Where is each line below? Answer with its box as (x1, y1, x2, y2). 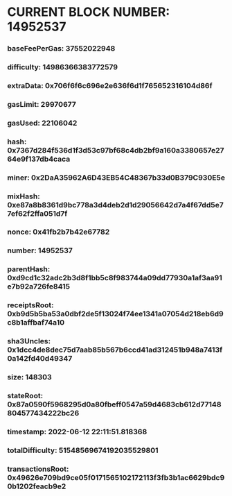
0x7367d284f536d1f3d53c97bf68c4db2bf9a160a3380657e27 (7, 145, 224, 155)
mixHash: (7, 191, 40, 201)
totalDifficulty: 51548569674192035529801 (7, 445, 159, 455)
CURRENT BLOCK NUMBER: (7, 4, 170, 20)
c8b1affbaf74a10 (7, 318, 64, 327)
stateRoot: (7, 391, 44, 401)
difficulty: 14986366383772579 (7, 62, 118, 72)
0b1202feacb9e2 (7, 481, 66, 491)
